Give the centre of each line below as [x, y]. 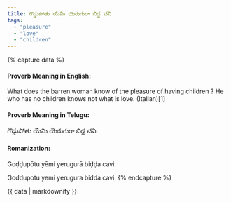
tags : [15, 20]
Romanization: [29, 149]
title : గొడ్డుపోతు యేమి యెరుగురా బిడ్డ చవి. [61, 14]
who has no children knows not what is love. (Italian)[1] [86, 99]
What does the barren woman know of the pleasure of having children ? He [115, 91]
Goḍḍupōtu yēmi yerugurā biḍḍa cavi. [62, 164]
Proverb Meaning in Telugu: [48, 115]
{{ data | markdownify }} [42, 191]
